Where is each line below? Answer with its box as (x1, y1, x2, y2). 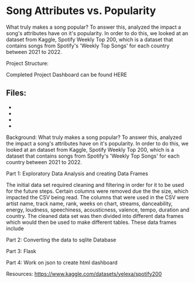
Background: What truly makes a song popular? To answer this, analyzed (6, 134, 182, 141)
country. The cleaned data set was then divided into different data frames (6, 212, 184, 219)
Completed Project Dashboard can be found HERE (6, 71, 128, 78)
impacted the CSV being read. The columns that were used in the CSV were (6, 193, 189, 200)
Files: (6, 88, 26, 98)
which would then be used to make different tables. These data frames (6, 219, 177, 226)
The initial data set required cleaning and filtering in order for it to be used (6, 181, 184, 188)
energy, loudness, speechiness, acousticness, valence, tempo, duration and (6, 206, 190, 213)
